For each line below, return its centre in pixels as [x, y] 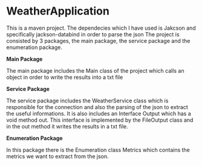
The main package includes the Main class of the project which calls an [95, 70]
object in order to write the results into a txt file [65, 77]
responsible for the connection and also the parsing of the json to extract [97, 107]
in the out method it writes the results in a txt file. [67, 126]
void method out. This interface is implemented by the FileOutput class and [100, 120]
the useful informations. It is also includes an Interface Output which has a [99, 113]
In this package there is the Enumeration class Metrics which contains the [98, 150]
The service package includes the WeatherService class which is [87, 101]
